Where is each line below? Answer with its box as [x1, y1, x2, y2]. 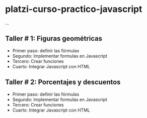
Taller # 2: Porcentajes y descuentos [5, 78, 121, 87]
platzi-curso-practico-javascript [5, 3, 143, 15]
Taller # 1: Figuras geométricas [5, 34, 103, 43]
